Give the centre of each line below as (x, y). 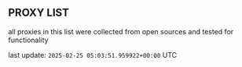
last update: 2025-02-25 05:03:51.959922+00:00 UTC (93, 55)
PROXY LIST (38, 13)
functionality (28, 40)
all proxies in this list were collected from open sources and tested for (121, 31)
